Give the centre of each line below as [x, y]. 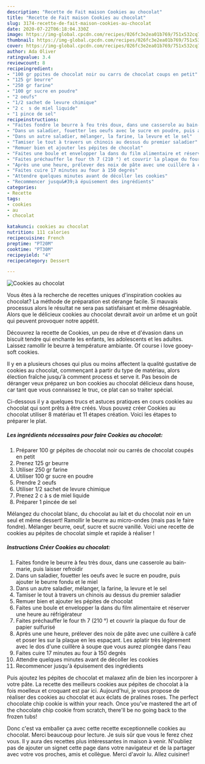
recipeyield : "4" [29, 255]
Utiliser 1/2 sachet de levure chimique [63, 489]
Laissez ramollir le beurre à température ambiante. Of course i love [91, 346]
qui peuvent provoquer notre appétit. [53, 321]
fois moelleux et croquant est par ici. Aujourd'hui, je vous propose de [93, 691]
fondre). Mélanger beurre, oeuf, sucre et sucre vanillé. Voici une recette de [100, 527]
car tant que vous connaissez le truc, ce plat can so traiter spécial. [90, 390]
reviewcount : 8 [26, 63]
